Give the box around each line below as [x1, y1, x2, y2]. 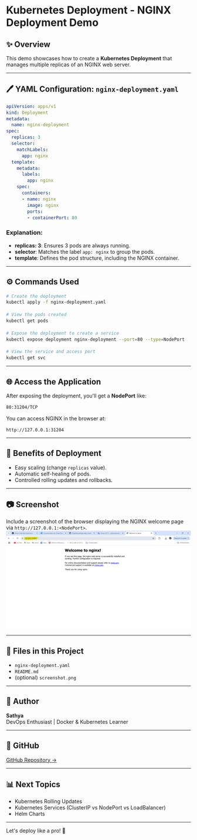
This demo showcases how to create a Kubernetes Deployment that [6, 55, 172, 62]
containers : [21, 190, 51, 196]
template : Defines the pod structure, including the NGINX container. [14, 254, 179, 261]
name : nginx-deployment [11, 122, 69, 128]
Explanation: [6, 229, 43, 237]
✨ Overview [6, 39, 51, 49]
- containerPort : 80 [27, 215, 77, 220]
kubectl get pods [6, 318, 49, 324]
